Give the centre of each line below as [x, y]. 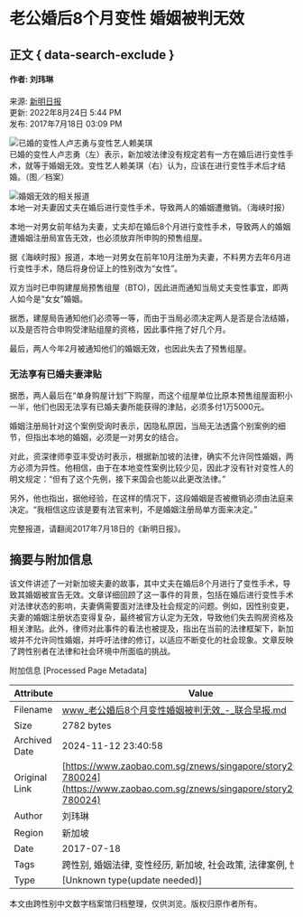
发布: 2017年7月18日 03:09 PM [66, 124]
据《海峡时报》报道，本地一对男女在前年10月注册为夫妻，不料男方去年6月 [147, 257]
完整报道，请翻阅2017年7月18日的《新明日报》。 [98, 529]
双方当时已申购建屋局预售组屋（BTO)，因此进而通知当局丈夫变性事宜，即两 [149, 287]
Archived [33, 740]
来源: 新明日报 [35, 101]
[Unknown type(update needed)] [132, 880]
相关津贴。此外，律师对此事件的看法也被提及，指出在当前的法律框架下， [143, 628]
